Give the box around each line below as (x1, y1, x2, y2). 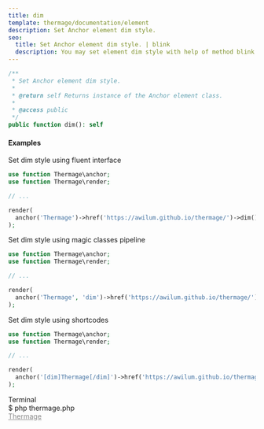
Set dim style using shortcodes (8, 315, 108, 324)
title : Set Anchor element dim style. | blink (15, 41, 170, 49)
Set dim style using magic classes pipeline (8, 235, 145, 245)
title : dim (8, 11, 44, 20)
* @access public (11, 106, 68, 114)
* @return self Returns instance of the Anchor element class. (11, 91, 223, 99)
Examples (8, 138, 42, 147)
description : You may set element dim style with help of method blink (15, 48, 255, 56)
